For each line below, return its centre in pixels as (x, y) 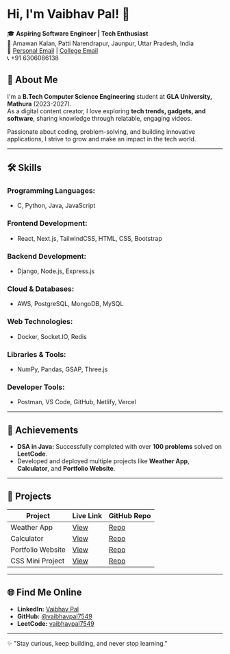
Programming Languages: (51, 191)
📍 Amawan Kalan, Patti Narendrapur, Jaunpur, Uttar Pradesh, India (100, 43)
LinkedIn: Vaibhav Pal (48, 609)
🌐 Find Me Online (44, 593)
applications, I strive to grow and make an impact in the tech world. (102, 139)
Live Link (87, 515)
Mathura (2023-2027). (39, 104)
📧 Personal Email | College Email (53, 50)
